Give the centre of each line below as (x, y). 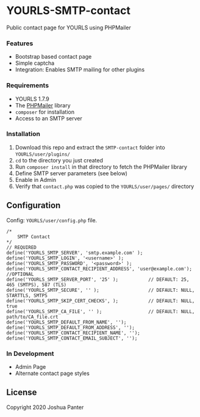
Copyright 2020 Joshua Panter (45, 407)
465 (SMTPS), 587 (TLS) (37, 285)
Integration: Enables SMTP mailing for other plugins (80, 70)
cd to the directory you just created (59, 160)
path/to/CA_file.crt (33, 317)
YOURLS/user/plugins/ (42, 154)
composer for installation (45, 112)
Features (20, 43)
